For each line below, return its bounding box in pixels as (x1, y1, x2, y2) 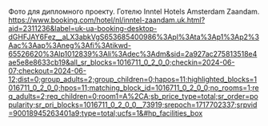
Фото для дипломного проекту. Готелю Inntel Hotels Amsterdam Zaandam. (8, 7, 260, 16)
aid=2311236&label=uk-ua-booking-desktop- (8, 24, 158, 33)
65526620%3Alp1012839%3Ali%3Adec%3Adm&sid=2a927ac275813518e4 (8, 49, 258, 58)
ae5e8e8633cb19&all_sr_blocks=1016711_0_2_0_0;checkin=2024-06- (8, 57, 235, 67)
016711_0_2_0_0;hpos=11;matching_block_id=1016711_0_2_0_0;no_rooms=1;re (8, 83, 259, 93)
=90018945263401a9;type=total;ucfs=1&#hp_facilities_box (8, 108, 203, 118)
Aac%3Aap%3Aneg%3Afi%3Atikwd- (8, 41, 132, 50)
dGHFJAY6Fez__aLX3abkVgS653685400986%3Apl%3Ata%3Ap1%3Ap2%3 (8, 32, 260, 41)
